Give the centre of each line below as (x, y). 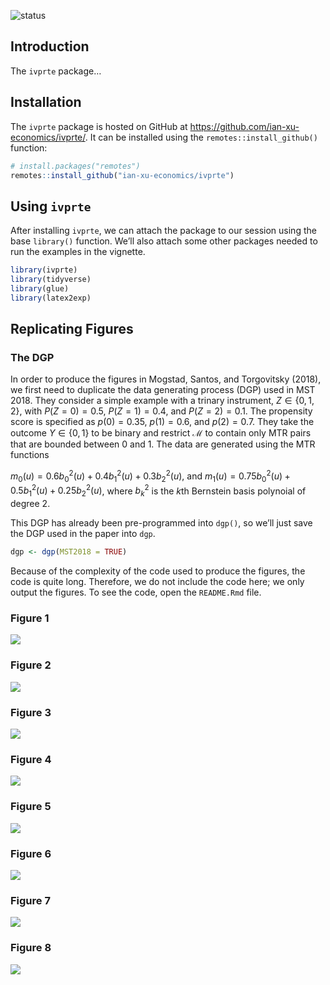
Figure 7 (30, 900)
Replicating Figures (72, 329)
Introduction (50, 46)
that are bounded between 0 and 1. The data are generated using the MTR (163, 444)
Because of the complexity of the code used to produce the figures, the (158, 571)
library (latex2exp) (51, 298)
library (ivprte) (44, 270)
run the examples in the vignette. (78, 252)
